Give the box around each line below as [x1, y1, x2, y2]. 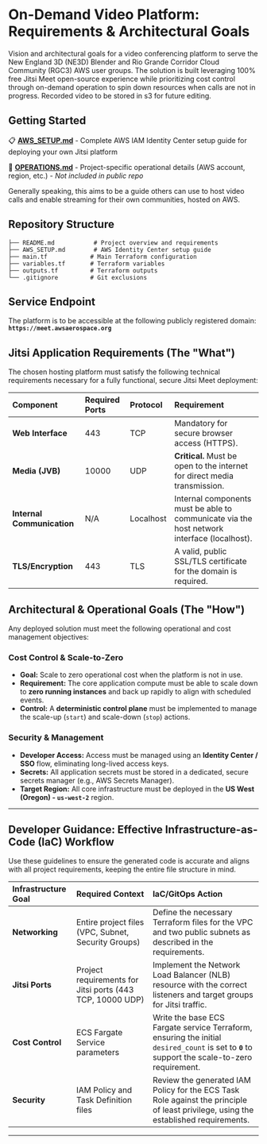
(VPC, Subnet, [76, 927, 130, 938]
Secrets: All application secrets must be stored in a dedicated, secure [19, 767, 249, 776]
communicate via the [174, 513, 253, 524]
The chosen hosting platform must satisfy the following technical [8, 367, 221, 377]
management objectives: [8, 632, 89, 641]
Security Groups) [76, 937, 141, 948]
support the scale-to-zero [152, 1052, 253, 1063]
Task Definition [76, 1095, 133, 1106]
